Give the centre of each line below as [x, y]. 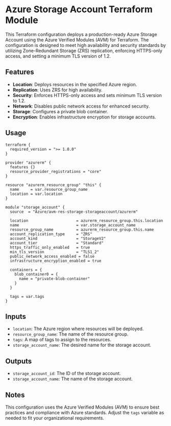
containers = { [26, 270]
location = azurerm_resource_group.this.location [87, 220]
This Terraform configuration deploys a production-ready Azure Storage [81, 34]
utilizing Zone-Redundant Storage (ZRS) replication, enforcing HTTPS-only [84, 51]
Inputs [16, 317]
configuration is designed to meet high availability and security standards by [86, 45]
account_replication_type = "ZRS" [51, 234]
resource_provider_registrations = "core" [56, 171]
